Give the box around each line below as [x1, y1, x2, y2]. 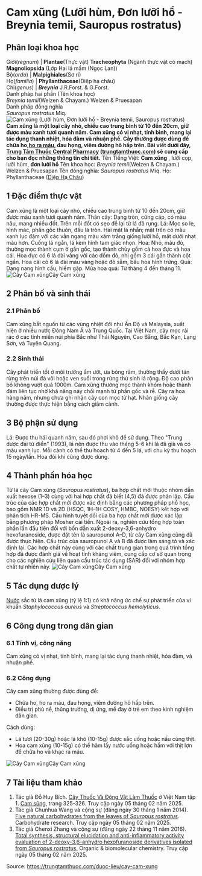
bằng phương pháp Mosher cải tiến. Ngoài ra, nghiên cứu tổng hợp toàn [6, 518, 185, 526]
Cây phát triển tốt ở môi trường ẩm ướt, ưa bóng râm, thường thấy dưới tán [6, 368, 190, 376]
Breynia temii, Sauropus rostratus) [6, 18, 182, 32]
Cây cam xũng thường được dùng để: [6, 687, 99, 695]
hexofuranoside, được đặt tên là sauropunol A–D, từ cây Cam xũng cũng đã [6, 531, 193, 538]
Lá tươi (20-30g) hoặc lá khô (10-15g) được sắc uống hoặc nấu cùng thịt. [14, 736, 196, 743]
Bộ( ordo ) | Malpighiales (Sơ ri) [6, 71, 81, 78]
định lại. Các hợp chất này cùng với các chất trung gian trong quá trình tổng [6, 544, 195, 551]
